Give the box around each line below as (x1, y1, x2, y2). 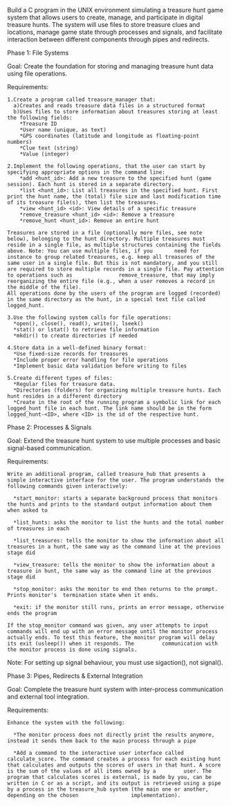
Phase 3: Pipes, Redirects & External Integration (7, 672, 143, 680)
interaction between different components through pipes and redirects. (7, 35, 210, 44)
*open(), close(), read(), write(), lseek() (13, 320, 144, 327)
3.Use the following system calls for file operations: (7, 314, 172, 321)
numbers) (7, 138, 33, 145)
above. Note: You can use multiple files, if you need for (7, 248, 199, 255)
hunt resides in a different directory (7, 393, 122, 400)
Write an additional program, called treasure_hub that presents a (7, 470, 206, 477)
